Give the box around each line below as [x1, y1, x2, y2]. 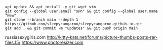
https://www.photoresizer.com [21, 39, 84, 45]
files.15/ [5, 39, 21, 45]
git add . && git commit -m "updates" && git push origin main [5, 26, 138, 31]
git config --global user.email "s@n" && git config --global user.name [5, 9, 158, 14]
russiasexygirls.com [5, 34, 46, 40]
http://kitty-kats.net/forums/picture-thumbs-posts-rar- [46, 34, 158, 40]
